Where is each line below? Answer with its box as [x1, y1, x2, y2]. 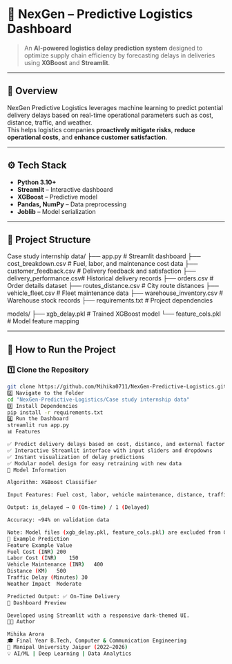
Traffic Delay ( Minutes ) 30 [7, 574, 88, 581]
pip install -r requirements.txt [7, 409, 104, 416]
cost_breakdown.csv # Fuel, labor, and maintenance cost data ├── [7, 260, 198, 268]
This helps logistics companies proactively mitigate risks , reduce [7, 125, 195, 134]
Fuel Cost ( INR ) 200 [7, 548, 67, 555]
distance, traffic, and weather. [7, 118, 93, 127]
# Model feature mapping [7, 317, 79, 325]
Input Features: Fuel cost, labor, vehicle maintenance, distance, [7, 492, 206, 499]
